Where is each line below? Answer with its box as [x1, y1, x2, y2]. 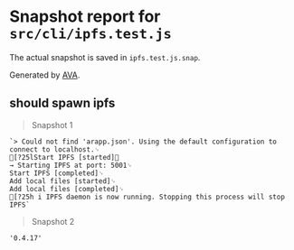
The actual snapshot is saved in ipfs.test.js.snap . [9, 51, 201, 62]
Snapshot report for [9, 6, 161, 27]
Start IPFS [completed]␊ [9, 169, 105, 178]
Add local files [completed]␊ [9, 184, 125, 193]
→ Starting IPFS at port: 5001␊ [9, 161, 133, 170]
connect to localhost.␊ [9, 144, 100, 154]
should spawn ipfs [9, 96, 116, 111]
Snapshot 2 [31, 216, 75, 227]
